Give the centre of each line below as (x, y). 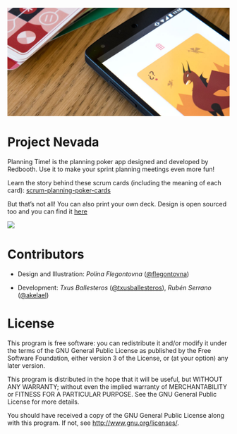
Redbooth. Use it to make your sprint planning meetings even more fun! (111, 169)
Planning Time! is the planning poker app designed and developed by (108, 162)
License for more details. (43, 402)
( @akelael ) (33, 295)
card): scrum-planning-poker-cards (59, 190)
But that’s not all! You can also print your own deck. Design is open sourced (117, 204)
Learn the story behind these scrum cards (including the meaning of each (115, 183)
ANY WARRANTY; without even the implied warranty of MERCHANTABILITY (117, 386)
